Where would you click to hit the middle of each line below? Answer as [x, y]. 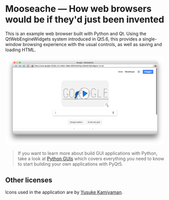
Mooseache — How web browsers [78, 9]
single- [150, 39]
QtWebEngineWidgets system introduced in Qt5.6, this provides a [73, 39]
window [13, 44]
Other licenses [29, 180]
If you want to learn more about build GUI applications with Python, [88, 153]
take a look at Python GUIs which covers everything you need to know [91, 159]
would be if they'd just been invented [85, 19]
